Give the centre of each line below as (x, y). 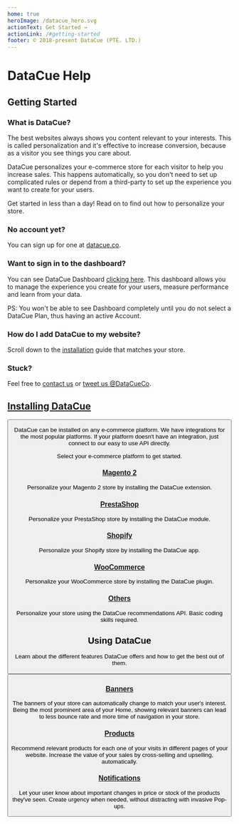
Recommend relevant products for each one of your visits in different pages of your (119, 748)
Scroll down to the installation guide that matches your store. (96, 350)
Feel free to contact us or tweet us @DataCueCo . (79, 384)
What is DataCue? (39, 122)
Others (119, 599)
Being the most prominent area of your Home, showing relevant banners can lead (119, 710)
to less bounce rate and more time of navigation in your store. (119, 717)
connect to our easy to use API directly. (119, 443)
